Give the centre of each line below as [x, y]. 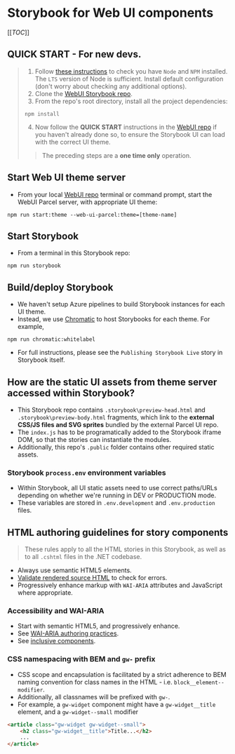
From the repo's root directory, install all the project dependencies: [131, 101]
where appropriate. [45, 593]
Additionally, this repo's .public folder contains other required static [116, 447]
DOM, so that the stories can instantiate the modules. [94, 439]
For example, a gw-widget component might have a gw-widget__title [116, 704]
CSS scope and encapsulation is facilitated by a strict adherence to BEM [122, 674]
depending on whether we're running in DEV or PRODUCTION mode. [116, 495]
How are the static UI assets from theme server [112, 382]
